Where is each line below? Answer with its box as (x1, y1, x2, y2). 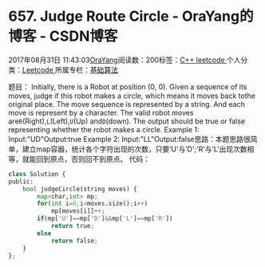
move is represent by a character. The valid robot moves (8, 108, 194, 117)
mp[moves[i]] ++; (50, 207, 105, 215)
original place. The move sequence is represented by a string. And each (8, 99, 246, 108)
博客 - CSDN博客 (8, 27, 118, 45)
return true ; (50, 222, 94, 230)
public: (8, 177, 34, 186)
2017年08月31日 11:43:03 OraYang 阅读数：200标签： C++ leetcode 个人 (8, 55, 241, 65)
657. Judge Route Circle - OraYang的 (8, 7, 254, 26)
